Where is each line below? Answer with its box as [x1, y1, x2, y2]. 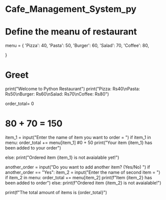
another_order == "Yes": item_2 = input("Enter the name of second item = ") [5, 169, 161, 175]
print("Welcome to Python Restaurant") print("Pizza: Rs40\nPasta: [5, 86, 140, 92]
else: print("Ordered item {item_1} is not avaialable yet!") [5, 154, 119, 160]
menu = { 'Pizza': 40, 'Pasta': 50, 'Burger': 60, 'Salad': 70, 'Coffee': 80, [5, 43, 150, 49]
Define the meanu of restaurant [5, 26, 137, 38]
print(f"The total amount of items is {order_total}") [5, 190, 108, 195]
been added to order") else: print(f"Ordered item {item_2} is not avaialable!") [5, 180, 162, 186]
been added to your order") [5, 145, 61, 150]
